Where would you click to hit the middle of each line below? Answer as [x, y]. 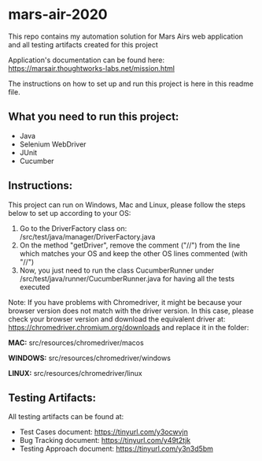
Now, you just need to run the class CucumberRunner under [117, 270]
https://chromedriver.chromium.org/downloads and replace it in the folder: [129, 327]
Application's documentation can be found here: [87, 60]
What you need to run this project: [94, 117]
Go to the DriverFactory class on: [73, 228]
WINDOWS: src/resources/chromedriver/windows [90, 358]
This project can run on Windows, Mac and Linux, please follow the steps [127, 204]
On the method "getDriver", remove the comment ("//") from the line [130, 245]
